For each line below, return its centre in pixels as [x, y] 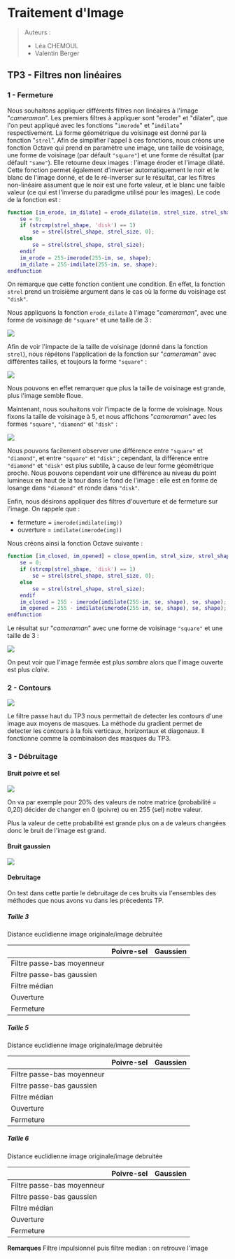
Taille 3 [18, 916]
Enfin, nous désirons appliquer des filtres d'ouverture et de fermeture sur [113, 502]
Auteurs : [37, 32]
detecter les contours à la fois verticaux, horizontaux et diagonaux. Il [106, 731]
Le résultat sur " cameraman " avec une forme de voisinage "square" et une [115, 628]
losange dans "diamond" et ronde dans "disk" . [73, 488]
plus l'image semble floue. [45, 396]
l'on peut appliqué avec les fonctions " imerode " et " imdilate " [95, 125]
